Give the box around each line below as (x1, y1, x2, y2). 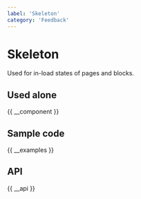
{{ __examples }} (7, 146, 54, 154)
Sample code (7, 127, 65, 139)
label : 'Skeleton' (7, 10, 60, 17)
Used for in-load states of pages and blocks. (7, 69, 135, 77)
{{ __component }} (7, 108, 59, 116)
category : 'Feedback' (7, 17, 70, 23)
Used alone (7, 89, 57, 101)
